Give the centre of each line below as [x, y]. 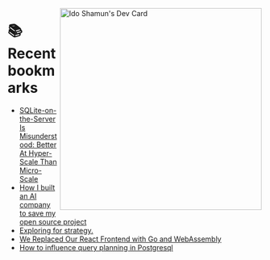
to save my [37, 213]
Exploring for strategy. [56, 230]
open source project [53, 221]
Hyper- [40, 153]
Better [47, 145]
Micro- [30, 170]
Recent [32, 54]
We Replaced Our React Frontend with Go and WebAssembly [120, 239]
